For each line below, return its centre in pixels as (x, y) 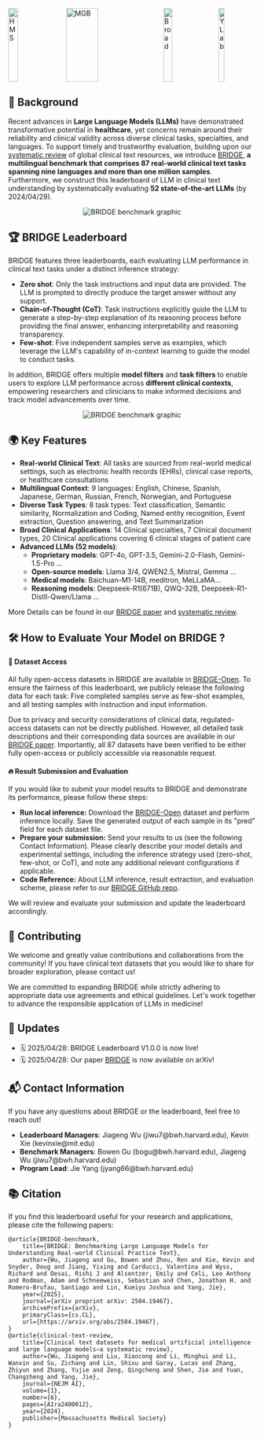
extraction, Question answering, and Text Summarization (112, 521)
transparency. (42, 334)
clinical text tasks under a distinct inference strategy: (94, 269)
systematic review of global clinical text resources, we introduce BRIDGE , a (130, 155)
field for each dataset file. (61, 830)
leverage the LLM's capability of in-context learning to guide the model (134, 351)
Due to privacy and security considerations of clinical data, (103, 720)
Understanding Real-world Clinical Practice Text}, (94, 1254)
